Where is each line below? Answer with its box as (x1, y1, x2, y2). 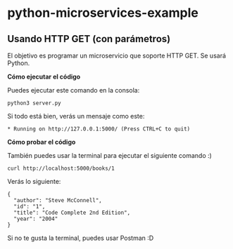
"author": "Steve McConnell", (13, 197, 102, 204)
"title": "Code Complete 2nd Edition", (13, 209, 131, 216)
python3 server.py (7, 100, 61, 107)
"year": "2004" (13, 215, 58, 222)
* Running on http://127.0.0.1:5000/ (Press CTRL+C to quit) (7, 126, 191, 133)
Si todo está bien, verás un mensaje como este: (7, 112, 145, 120)
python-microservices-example (7, 5, 199, 21)
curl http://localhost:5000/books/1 (7, 165, 115, 172)
